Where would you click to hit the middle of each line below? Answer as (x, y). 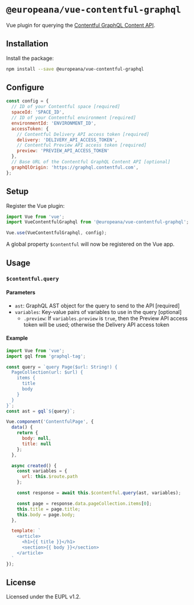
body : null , (36, 438)
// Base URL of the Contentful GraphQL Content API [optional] (91, 162)
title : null (36, 444)
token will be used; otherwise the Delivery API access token (96, 324)
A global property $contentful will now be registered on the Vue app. (90, 244)
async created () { (34, 465)
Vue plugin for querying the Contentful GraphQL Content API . (81, 25)
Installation (27, 44)
